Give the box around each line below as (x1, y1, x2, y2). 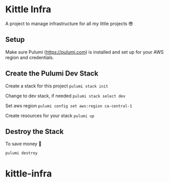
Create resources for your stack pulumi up (5, 112, 95, 119)
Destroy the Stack (5, 127, 64, 136)
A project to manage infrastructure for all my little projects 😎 (5, 20, 134, 27)
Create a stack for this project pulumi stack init (5, 83, 109, 89)
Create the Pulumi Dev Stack (5, 69, 99, 78)
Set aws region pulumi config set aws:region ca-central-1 (5, 102, 132, 108)
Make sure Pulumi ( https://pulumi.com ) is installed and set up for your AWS (5, 49, 164, 55)
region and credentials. (5, 54, 54, 60)
